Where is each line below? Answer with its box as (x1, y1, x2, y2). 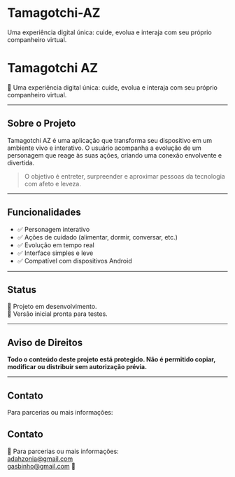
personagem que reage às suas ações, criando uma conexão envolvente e (7, 151, 222, 159)
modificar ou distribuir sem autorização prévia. (7, 363, 148, 371)
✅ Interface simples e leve (17, 249, 94, 257)
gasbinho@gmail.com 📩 (7, 462, 76, 470)
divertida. (7, 158, 35, 167)
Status (7, 284, 37, 296)
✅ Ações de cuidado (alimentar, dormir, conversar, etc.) (17, 233, 178, 241)
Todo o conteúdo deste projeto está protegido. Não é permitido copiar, (7, 355, 215, 364)
